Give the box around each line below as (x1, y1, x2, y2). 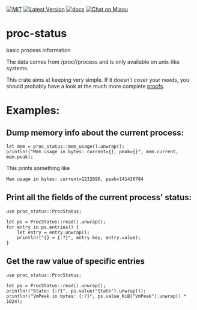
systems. (6, 64, 29, 71)
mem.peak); (6, 154, 34, 160)
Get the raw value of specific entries (6, 256, 145, 267)
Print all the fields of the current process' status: (6, 192, 192, 202)
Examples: (6, 104, 60, 117)
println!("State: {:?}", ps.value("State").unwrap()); (6, 288, 147, 294)
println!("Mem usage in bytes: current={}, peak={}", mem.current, (6, 148, 179, 154)
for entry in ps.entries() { (6, 224, 79, 230)
